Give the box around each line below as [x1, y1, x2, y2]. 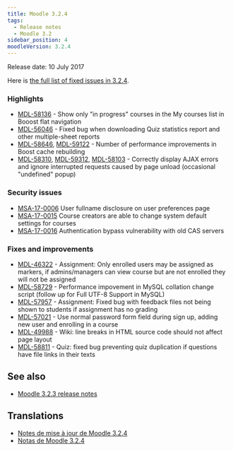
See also [7, 370, 46, 382]
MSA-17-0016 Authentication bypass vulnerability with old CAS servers [17, 226, 225, 235]
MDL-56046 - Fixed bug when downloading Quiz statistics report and [17, 125, 220, 134]
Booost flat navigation [17, 117, 82, 126]
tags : [7, 17, 23, 24]
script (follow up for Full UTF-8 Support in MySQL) [17, 290, 165, 298]
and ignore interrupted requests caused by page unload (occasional [17, 163, 216, 171]
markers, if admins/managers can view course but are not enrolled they [17, 267, 226, 276]
